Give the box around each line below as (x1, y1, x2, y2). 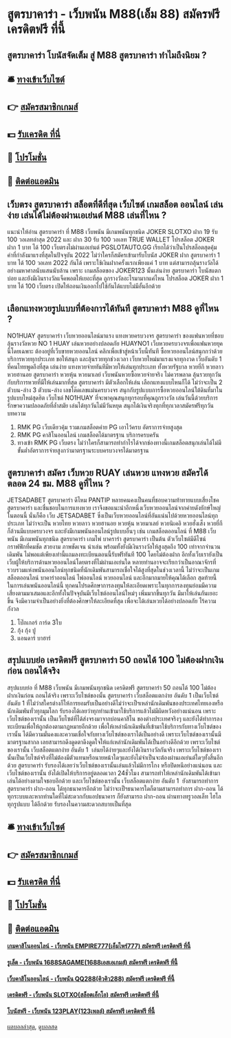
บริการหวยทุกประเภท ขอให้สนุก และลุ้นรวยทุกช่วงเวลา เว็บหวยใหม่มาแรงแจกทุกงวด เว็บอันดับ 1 (7, 355, 222, 363)
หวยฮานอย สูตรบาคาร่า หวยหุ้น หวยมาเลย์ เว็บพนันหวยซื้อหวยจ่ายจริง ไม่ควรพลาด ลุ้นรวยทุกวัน (7, 371, 221, 379)
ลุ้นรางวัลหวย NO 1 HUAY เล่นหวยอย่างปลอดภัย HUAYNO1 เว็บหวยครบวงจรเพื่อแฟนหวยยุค (7, 340, 223, 348)
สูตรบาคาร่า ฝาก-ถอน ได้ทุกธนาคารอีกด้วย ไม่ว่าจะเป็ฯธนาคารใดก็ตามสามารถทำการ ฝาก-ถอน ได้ (7, 784, 223, 792)
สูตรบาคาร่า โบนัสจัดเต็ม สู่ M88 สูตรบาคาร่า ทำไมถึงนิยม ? (7, 49, 208, 61)
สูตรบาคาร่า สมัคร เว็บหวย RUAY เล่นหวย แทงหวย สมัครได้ (7, 467, 208, 478)
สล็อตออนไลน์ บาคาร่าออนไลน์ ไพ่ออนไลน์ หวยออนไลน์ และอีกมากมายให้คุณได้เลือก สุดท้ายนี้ (7, 573, 217, 582)
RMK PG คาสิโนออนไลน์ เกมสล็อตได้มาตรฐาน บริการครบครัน (16, 431, 159, 439)
